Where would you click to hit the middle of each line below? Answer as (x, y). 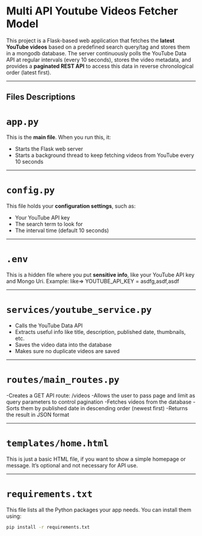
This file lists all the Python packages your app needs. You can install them (99, 510)
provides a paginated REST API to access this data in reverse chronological (100, 66)
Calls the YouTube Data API (49, 325)
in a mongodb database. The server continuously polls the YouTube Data (96, 53)
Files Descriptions (41, 97)
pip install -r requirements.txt (48, 527)
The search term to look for (49, 224)
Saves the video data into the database (63, 345)
